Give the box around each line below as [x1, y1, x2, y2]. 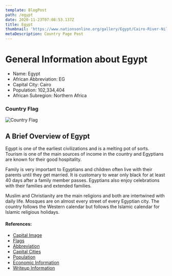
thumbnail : [5, 27, 29, 32]
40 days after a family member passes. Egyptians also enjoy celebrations [5, 177, 160, 183]
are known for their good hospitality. [5, 156, 82, 162]
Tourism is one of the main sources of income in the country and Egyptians [5, 151, 164, 157]
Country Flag [5, 105, 39, 112]
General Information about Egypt [5, 53, 147, 65]
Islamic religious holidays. [5, 209, 60, 215]
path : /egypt [5, 12, 33, 17]
